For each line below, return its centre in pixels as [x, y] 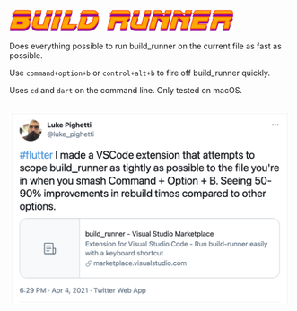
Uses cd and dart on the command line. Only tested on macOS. [126, 90]
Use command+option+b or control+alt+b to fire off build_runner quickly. [140, 73]
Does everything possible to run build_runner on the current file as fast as [146, 46]
